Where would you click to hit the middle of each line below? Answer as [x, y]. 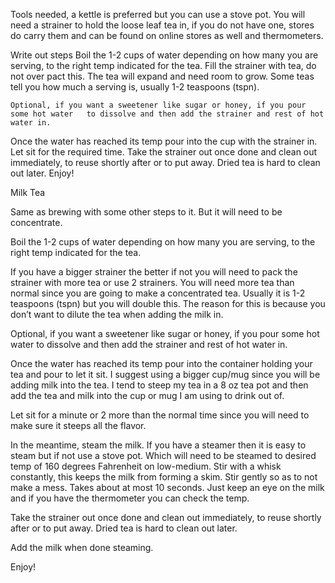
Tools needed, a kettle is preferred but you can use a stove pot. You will [158, 14]
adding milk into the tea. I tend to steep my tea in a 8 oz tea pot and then [159, 385]
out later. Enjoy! [42, 173]
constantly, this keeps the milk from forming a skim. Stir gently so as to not [164, 477]
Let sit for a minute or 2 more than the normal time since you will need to [160, 415]
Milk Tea [28, 192]
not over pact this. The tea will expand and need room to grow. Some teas [162, 76]
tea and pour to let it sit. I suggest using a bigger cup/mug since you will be [165, 374]
